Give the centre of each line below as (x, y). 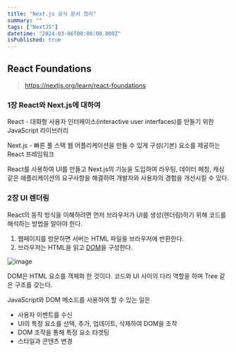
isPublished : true (34, 40)
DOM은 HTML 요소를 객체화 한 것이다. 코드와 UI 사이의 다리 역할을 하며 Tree (113, 276)
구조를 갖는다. (33, 284)
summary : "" (25, 20)
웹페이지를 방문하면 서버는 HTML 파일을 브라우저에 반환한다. (101, 238)
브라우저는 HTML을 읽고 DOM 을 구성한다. (75, 247)
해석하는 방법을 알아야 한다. (45, 223)
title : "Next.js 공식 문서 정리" (52, 14)
